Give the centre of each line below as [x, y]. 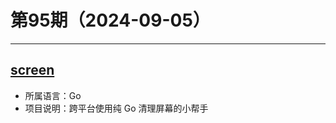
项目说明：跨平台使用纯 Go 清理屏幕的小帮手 [116, 108]
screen [32, 70]
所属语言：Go [53, 95]
